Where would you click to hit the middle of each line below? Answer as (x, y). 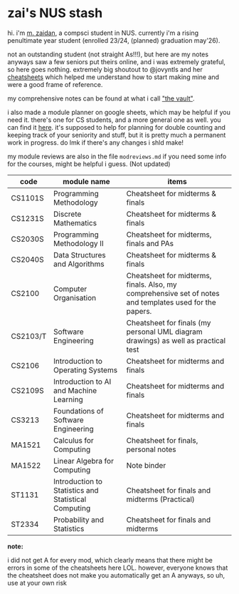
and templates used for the (171, 302)
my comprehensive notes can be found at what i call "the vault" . (101, 98)
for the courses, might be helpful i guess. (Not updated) (89, 164)
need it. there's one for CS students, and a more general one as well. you (115, 120)
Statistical (70, 499)
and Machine (75, 390)
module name (86, 181)
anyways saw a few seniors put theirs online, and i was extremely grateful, (117, 61)
